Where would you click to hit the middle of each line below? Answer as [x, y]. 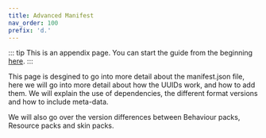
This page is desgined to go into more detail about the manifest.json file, [126, 77]
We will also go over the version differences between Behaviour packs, [124, 117]
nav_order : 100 [33, 23]
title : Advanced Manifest [51, 15]
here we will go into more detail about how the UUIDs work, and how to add [132, 85]
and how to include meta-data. [58, 102]
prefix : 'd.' [30, 30]
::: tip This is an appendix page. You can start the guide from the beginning [130, 53]
